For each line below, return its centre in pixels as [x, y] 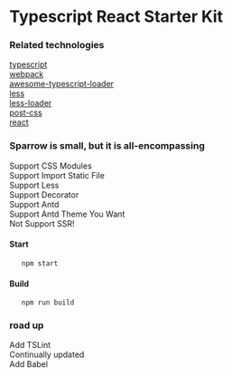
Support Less [34, 185]
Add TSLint [30, 345]
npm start [40, 263]
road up [27, 325]
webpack [27, 74]
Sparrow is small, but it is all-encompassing [107, 146]
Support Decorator [44, 194]
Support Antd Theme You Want [67, 214]
